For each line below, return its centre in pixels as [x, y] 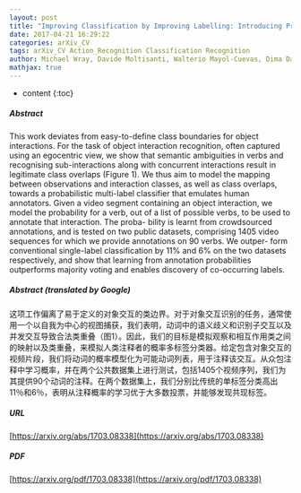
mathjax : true [36, 68]
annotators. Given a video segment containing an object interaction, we [141, 203]
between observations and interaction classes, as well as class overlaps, [143, 184]
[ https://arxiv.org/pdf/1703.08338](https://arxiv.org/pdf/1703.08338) [136, 479]
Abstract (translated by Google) [70, 290]
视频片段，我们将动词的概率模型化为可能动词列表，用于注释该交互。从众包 [146, 359]
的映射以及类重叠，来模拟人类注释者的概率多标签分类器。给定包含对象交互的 [150, 347]
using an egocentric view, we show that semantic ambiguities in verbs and [146, 155]
